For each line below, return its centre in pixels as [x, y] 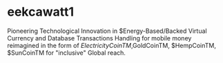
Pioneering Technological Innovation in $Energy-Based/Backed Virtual [107, 31]
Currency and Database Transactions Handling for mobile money [99, 38]
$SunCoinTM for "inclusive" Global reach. [67, 53]
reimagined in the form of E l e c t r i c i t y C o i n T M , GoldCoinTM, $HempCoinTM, [111, 45]
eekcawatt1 [41, 12]
